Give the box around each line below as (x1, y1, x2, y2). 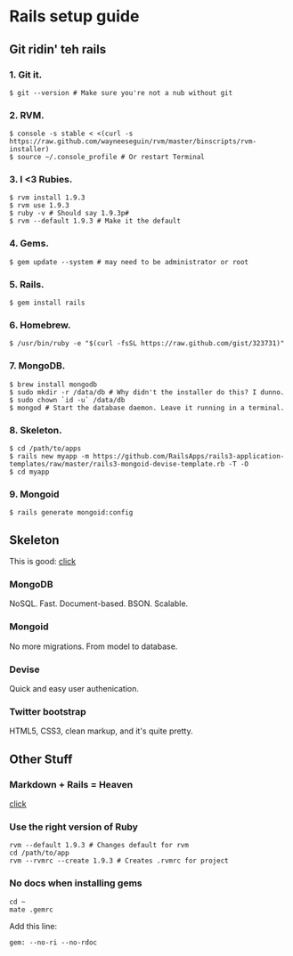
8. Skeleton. (9, 424, 62, 436)
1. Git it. (9, 69, 43, 81)
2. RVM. (9, 109, 45, 121)
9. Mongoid (9, 488, 60, 500)
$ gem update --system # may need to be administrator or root (9, 257, 249, 266)
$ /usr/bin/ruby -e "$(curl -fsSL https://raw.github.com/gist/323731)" (9, 339, 285, 348)
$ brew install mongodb (9, 380, 98, 389)
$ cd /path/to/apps (9, 443, 82, 453)
